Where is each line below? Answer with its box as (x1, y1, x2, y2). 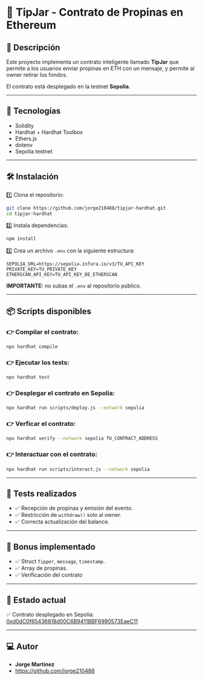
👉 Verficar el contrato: (6, 420, 76, 428)
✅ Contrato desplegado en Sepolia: (6, 611, 94, 618)
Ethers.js (14, 135, 37, 142)
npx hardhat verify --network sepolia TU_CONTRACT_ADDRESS (6, 435, 158, 441)
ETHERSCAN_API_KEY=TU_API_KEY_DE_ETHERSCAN (6, 272, 118, 278)
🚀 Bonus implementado (6, 542, 95, 552)
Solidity (14, 122, 34, 129)
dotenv (14, 141, 33, 149)
